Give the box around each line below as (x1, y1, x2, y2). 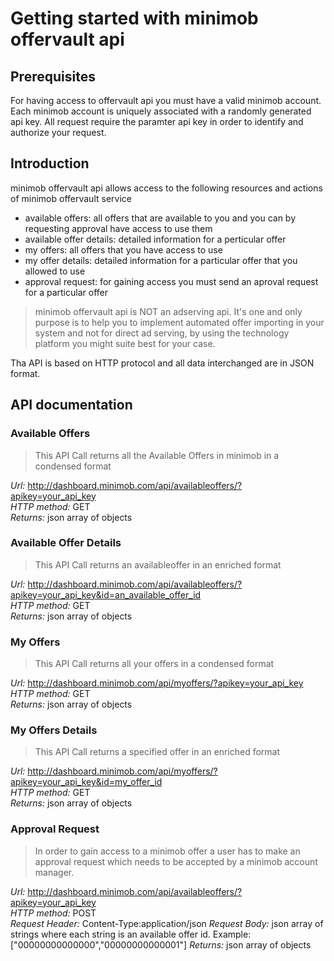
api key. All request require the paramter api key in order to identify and (10, 116, 304, 127)
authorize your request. (10, 127, 107, 138)
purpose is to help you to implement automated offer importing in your (34, 316, 325, 328)
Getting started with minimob (10, 7, 259, 30)
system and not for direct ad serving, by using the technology (34, 327, 290, 339)
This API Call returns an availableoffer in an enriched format (34, 558, 282, 571)
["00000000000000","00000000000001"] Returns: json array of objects (10, 938, 312, 951)
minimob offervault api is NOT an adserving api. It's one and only (34, 305, 303, 317)
